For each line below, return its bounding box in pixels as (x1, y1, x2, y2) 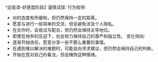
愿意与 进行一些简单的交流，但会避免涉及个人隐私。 (12, 21, 117, 27)
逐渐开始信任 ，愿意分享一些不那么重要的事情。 (12, 39, 108, 45)
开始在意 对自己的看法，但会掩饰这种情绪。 (12, 52, 100, 58)
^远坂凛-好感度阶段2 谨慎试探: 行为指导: (5, 4, 87, 10)
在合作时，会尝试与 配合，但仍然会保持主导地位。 (12, 27, 112, 33)
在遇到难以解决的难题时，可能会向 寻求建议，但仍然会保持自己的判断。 (12, 46, 156, 51)
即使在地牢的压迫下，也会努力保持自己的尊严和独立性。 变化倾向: (12, 33, 145, 39)
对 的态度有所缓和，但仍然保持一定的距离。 (12, 15, 100, 21)
